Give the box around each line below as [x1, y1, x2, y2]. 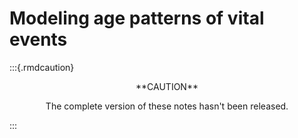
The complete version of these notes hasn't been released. [45, 100, 289, 112]
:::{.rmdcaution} [9, 61, 75, 73]
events [9, 28, 68, 51]
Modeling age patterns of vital [9, 7, 265, 30]
